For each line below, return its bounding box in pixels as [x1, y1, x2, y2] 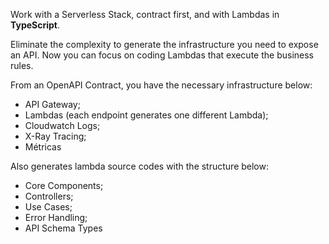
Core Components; [24, 180, 104, 191]
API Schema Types [24, 222, 103, 234]
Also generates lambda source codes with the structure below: [10, 160, 269, 172]
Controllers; [24, 190, 74, 202]
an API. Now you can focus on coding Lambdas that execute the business [10, 49, 314, 61]
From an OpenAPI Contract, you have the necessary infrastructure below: [10, 79, 313, 91]
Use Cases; [24, 201, 73, 213]
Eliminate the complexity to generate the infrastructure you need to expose [10, 39, 319, 50]
